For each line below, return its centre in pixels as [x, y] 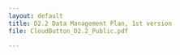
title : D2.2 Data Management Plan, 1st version [90, 23]
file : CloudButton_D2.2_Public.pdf [69, 31]
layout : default [36, 16]
